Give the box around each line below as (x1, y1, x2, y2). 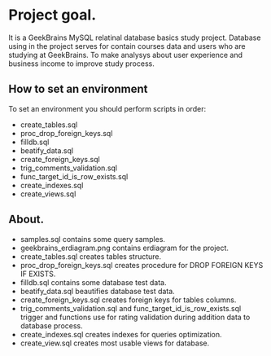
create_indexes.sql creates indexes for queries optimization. (20, 329, 222, 339)
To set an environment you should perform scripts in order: (8, 103, 206, 113)
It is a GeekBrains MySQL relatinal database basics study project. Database (8, 33, 261, 42)
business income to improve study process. (8, 59, 155, 68)
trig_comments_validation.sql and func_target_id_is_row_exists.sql (20, 303, 242, 313)
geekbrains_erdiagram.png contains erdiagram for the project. (20, 243, 229, 253)
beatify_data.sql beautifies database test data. (20, 286, 175, 296)
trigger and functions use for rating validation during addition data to (20, 312, 251, 322)
